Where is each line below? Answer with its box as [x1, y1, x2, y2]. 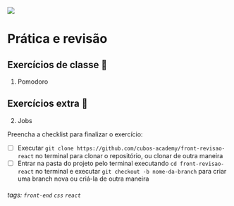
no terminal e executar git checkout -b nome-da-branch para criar [35, 167, 227, 175]
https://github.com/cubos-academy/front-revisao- [76, 145, 226, 152]
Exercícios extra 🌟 [7, 98, 88, 110]
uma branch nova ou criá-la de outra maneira [17, 174, 149, 183]
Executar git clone [17, 143, 74, 152]
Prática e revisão [7, 31, 108, 47]
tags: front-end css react [7, 191, 81, 199]
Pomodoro [17, 77, 49, 86]
